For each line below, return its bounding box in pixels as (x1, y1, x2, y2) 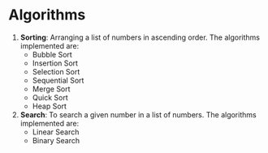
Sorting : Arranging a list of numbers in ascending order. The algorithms (19, 32, 260, 42)
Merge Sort (32, 83, 71, 94)
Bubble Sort (32, 49, 73, 59)
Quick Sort (32, 92, 69, 102)
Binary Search (32, 135, 80, 145)
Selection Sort (32, 66, 80, 76)
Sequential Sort (32, 75, 84, 85)
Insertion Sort (32, 58, 79, 68)
